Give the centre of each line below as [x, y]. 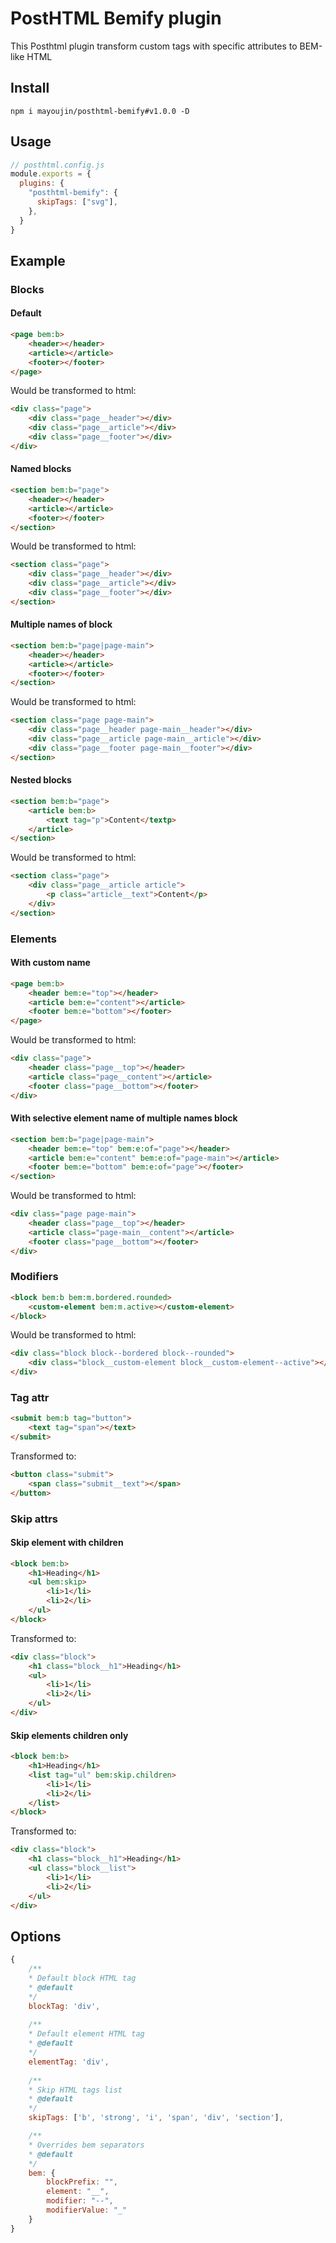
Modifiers [34, 1277]
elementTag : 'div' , [69, 2062]
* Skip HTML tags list [75, 2090]
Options [36, 1936]
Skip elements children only [69, 1735]
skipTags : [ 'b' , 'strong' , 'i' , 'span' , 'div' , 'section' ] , [156, 2118]
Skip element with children [67, 1543]
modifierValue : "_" [87, 2210]
